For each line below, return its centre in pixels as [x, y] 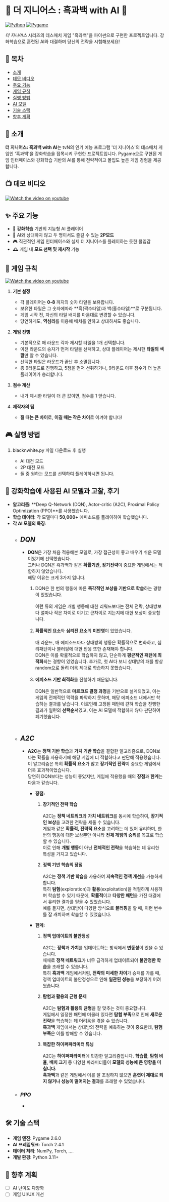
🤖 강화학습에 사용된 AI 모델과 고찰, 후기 [62, 491]
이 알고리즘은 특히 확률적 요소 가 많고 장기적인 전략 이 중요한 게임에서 [94, 764]
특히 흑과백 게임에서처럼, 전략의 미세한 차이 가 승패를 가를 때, [102, 973]
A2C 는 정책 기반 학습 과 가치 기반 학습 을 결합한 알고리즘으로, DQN [92, 751]
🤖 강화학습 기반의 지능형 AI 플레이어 [48, 229]
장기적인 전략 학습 [60, 804]
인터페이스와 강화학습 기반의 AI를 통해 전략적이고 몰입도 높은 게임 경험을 [81, 160]
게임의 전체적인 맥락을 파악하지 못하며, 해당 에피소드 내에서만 [95, 697]
